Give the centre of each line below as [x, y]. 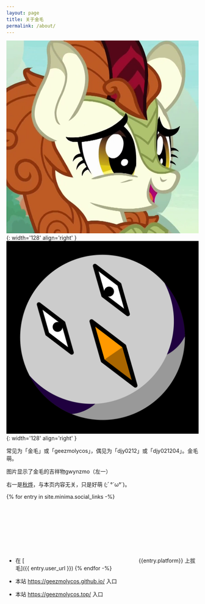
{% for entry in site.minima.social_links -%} [61, 497]
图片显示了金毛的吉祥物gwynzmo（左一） [59, 472]
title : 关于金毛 [25, 19]
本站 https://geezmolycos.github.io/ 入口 [66, 581]
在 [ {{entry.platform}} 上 [103, 561]
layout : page [23, 13]
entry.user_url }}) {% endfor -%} [71, 569]
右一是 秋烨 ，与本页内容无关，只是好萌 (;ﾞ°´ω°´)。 [68, 485]
